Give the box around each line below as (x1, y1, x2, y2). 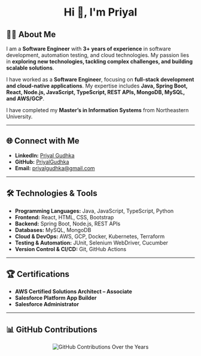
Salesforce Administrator (14, 301, 80, 308)
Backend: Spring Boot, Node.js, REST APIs (14, 220, 121, 227)
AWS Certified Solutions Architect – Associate (14, 288, 133, 295)
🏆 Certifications (6, 269, 70, 279)
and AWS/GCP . (6, 95, 45, 102)
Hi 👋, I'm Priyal (63, 5, 138, 19)
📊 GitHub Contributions (6, 324, 98, 334)
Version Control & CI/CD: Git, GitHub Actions (14, 245, 127, 252)
